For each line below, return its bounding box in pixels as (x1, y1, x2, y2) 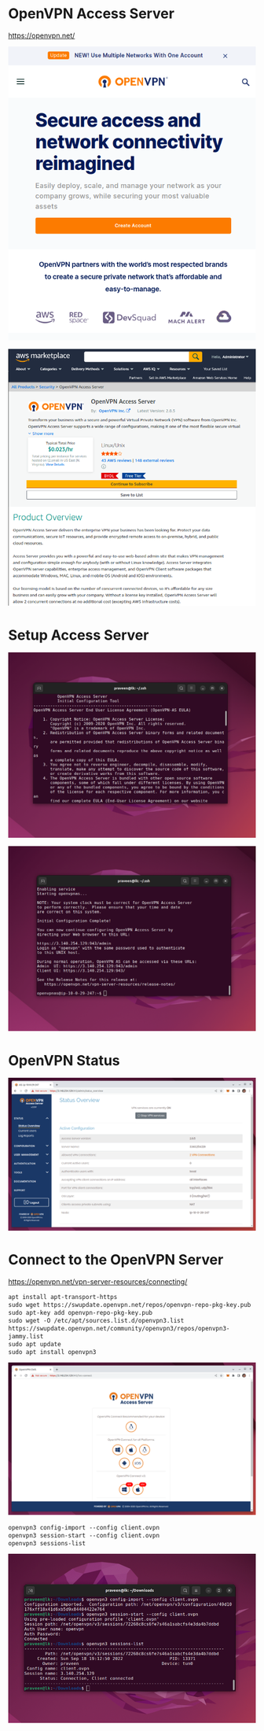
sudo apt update (8, 1340, 61, 1348)
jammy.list (8, 1332, 44, 1340)
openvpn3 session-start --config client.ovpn (8, 1532, 159, 1540)
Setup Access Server (8, 626, 149, 644)
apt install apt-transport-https (8, 1293, 118, 1301)
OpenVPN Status (8, 1051, 120, 1069)
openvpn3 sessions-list (8, 1540, 86, 1548)
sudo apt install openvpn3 (8, 1348, 97, 1356)
